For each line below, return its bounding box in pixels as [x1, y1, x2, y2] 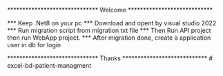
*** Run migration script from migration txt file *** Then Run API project [7, 27, 212, 34]
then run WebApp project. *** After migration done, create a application [7, 34, 211, 42]
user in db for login [7, 41, 61, 49]
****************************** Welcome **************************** [7, 6, 213, 14]
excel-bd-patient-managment [7, 62, 92, 69]
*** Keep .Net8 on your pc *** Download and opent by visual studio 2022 [7, 19, 217, 27]
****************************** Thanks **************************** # [7, 54, 213, 62]
